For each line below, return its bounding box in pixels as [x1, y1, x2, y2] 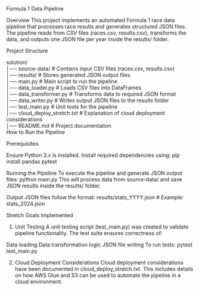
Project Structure [6, 47, 48, 54]
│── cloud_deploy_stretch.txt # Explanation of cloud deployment [6, 110, 165, 116]
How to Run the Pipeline [6, 128, 66, 135]
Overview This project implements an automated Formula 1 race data [6, 17, 175, 23]
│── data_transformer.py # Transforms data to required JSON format [6, 91, 176, 97]
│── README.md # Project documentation [6, 122, 111, 129]
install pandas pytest [6, 158, 57, 165]
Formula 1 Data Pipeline [6, 5, 64, 12]
